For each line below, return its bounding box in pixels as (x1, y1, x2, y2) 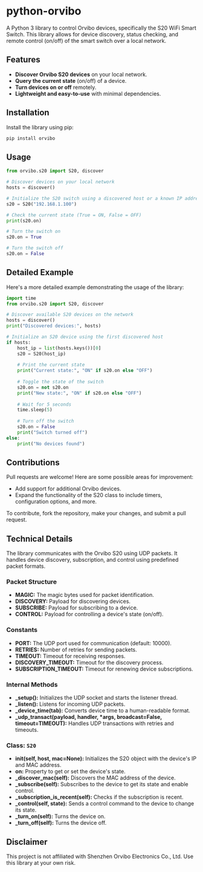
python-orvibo (6, 4, 82, 18)
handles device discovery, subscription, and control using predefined (6, 556, 179, 564)
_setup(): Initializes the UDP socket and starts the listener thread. (14, 694, 178, 701)
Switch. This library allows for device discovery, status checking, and (6, 30, 179, 37)
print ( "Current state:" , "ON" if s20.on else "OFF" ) (17, 368, 153, 374)
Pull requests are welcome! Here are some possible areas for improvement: (6, 473, 194, 481)
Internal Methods (6, 680, 58, 689)
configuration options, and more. (14, 498, 97, 506)
